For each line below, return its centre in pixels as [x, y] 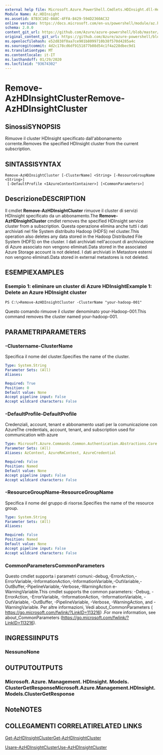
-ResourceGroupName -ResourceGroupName [59, 492]
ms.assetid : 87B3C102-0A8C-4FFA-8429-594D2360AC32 [57, 19]
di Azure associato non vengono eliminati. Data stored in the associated [76, 247]
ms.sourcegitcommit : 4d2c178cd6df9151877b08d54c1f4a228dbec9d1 [70, 46]
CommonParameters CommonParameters [55, 565]
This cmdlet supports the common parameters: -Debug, [95, 592]
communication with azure [32, 435]
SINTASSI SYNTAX [33, 164]
